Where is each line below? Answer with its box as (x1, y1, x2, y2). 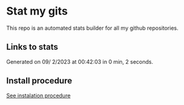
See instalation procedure (6, 92, 71, 99)
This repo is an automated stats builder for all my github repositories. (6, 24, 179, 32)
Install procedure (6, 76, 72, 86)
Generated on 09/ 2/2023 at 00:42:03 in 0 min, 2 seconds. (6, 58, 154, 65)
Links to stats (6, 42, 58, 52)
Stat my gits (6, 4, 68, 18)
